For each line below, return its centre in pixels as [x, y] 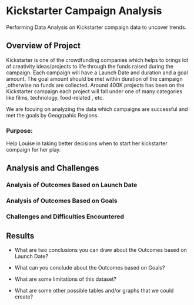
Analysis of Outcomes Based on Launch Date [72, 185]
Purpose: [20, 130]
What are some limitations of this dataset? [65, 279]
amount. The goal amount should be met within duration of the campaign [95, 78]
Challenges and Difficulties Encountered [65, 217]
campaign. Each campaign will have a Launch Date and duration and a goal [97, 73]
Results [20, 236]
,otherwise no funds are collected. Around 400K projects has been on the [95, 85]
